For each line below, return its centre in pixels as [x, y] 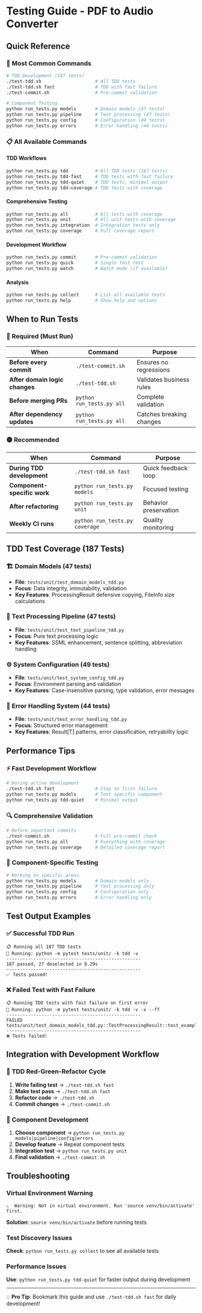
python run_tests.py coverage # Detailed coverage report [86, 847]
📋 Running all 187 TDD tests [44, 947]
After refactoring [34, 506]
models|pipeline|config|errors [54, 1139]
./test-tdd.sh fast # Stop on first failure [82, 788]
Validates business [163, 379]
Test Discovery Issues [39, 1238]
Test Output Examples [49, 916]
